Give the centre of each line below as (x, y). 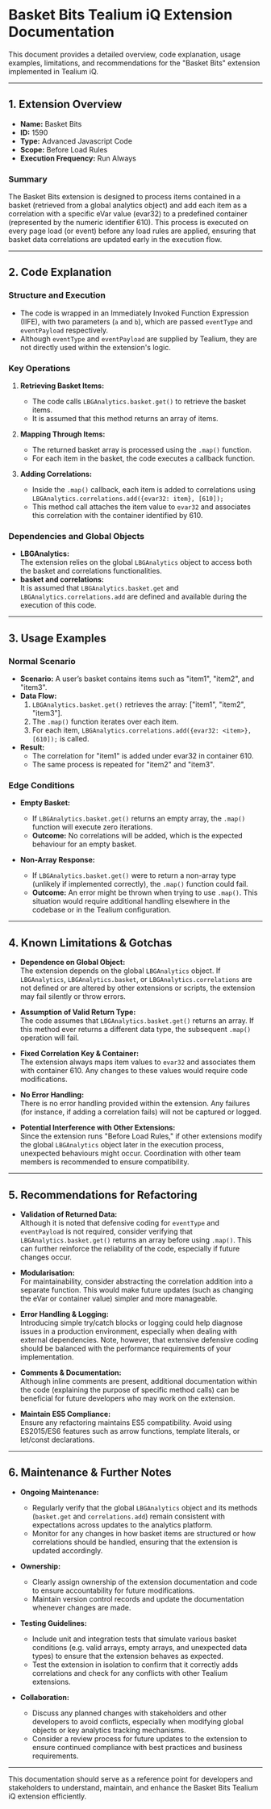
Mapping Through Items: (63, 434)
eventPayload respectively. (64, 330)
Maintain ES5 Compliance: (65, 1414)
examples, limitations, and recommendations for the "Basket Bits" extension (134, 63)
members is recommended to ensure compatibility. (104, 1162)
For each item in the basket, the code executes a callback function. (144, 458)
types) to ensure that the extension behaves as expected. (128, 1656)
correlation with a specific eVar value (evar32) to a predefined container (128, 214)
